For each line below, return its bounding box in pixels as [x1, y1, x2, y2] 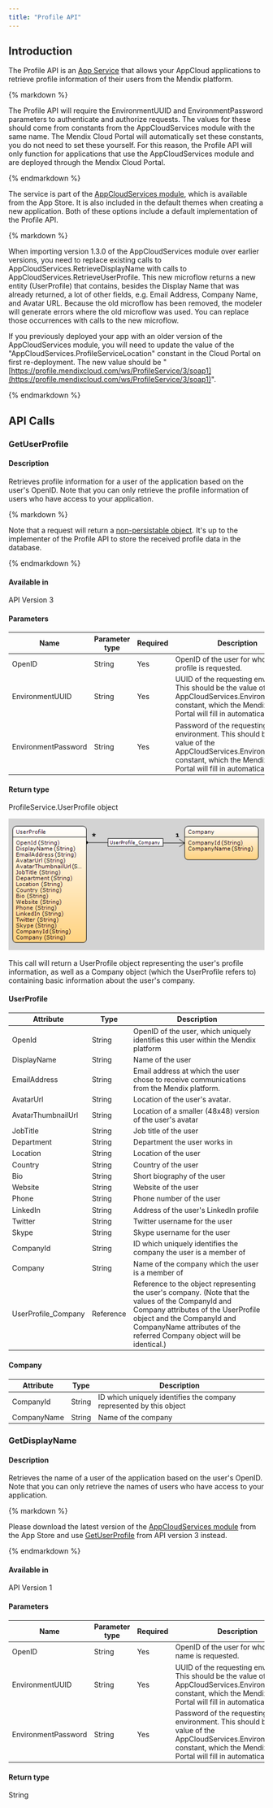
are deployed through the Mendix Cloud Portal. [8, 158, 166, 167]
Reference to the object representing [132, 1279, 256, 1289]
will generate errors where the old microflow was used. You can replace [8, 307, 249, 317]
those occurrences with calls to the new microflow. [8, 315, 180, 325]
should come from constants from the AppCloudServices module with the [8, 123, 255, 133]
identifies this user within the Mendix [132, 1035, 256, 1045]
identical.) [132, 1339, 167, 1349]
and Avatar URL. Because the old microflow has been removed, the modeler [8, 298, 262, 308]
